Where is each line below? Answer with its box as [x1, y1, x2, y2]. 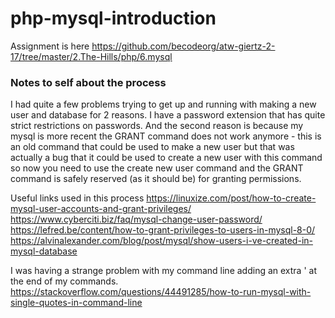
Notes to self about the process [10, 75, 167, 89]
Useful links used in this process [10, 192, 145, 204]
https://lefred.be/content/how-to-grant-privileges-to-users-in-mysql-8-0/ [10, 224, 316, 236]
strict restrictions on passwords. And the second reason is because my [10, 120, 304, 132]
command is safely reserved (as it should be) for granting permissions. [10, 173, 302, 185]
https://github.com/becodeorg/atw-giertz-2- [91, 40, 276, 52]
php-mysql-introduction [10, 7, 217, 30]
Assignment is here [10, 40, 90, 52]
